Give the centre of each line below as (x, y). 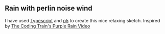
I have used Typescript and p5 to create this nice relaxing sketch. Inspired (82, 20)
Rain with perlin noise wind (49, 8)
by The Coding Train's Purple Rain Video (48, 26)
